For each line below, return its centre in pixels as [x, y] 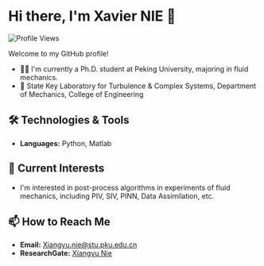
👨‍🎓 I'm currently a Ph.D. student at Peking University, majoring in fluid [134, 69]
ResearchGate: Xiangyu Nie [66, 253]
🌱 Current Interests [56, 169]
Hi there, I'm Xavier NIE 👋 [92, 16]
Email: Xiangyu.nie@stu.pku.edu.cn [78, 245]
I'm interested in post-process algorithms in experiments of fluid [125, 187]
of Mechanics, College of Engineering [82, 94]
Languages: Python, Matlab [66, 143]
